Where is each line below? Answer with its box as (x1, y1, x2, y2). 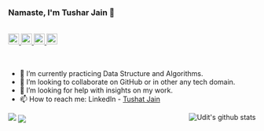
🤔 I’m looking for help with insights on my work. (19, 86, 173, 95)
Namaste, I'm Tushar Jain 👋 (8, 7, 115, 18)
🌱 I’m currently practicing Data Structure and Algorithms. (19, 69, 203, 78)
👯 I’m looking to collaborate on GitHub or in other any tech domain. (19, 78, 236, 87)
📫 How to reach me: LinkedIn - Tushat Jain (19, 94, 161, 104)
